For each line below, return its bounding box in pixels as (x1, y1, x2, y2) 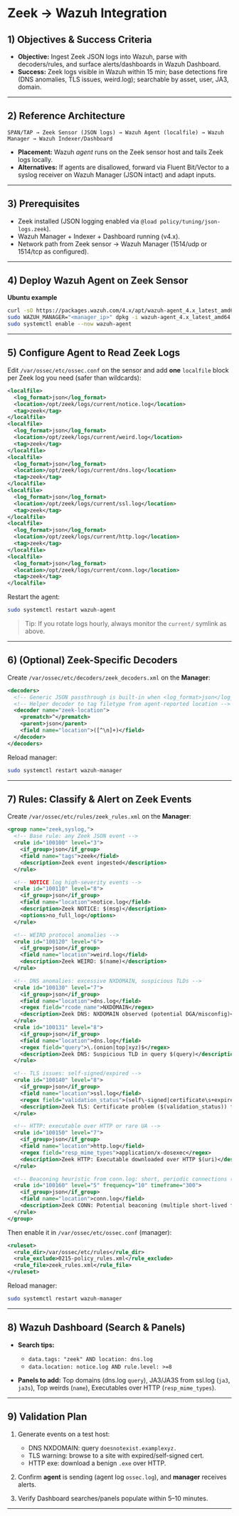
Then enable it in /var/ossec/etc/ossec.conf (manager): (7, 1228, 172, 1236)
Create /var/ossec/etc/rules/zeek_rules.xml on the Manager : (7, 812, 191, 821)
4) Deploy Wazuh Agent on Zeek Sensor (7, 275, 188, 287)
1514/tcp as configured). (17, 247, 89, 256)
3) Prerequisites (7, 198, 80, 210)
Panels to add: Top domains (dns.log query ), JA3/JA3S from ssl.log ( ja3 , (17, 1375, 230, 1384)
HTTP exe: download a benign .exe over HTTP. (28, 1458, 166, 1467)
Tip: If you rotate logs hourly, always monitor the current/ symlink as (24, 620, 227, 627)
